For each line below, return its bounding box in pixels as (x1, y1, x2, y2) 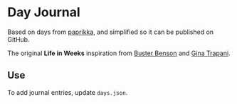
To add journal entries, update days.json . (7, 88, 128, 96)
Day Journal (7, 4, 80, 21)
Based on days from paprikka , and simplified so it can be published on (7, 28, 214, 36)
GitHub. (7, 35, 30, 43)
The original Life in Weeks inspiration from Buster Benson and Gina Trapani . (7, 49, 231, 57)
